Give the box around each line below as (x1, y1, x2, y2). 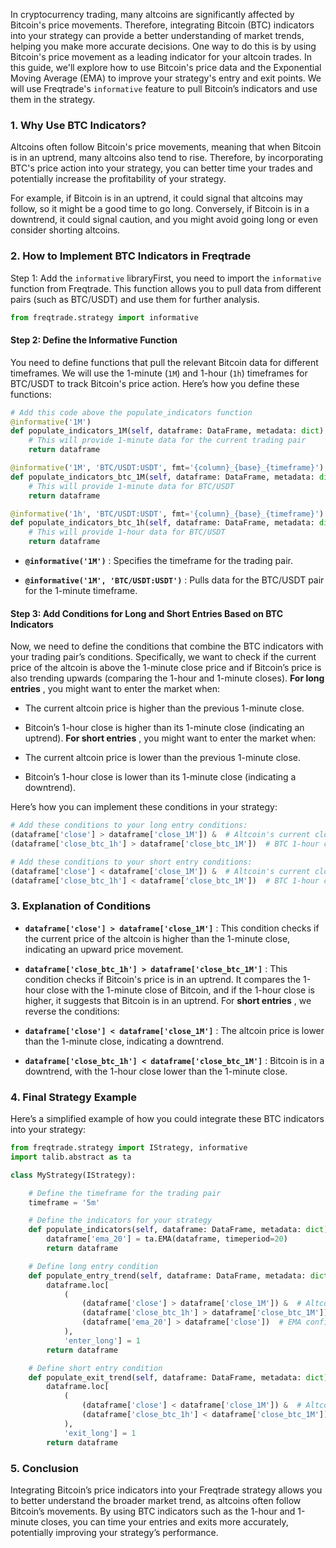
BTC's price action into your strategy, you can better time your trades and (10, 162, 313, 174)
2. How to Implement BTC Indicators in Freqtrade (10, 249, 252, 263)
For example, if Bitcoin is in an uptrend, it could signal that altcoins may (10, 192, 303, 204)
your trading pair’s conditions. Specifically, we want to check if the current (10, 651, 317, 663)
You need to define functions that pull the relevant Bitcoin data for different (10, 356, 319, 368)
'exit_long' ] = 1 (63, 1428, 137, 1438)
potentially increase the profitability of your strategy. (10, 173, 227, 185)
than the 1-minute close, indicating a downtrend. (24, 1035, 225, 1047)
